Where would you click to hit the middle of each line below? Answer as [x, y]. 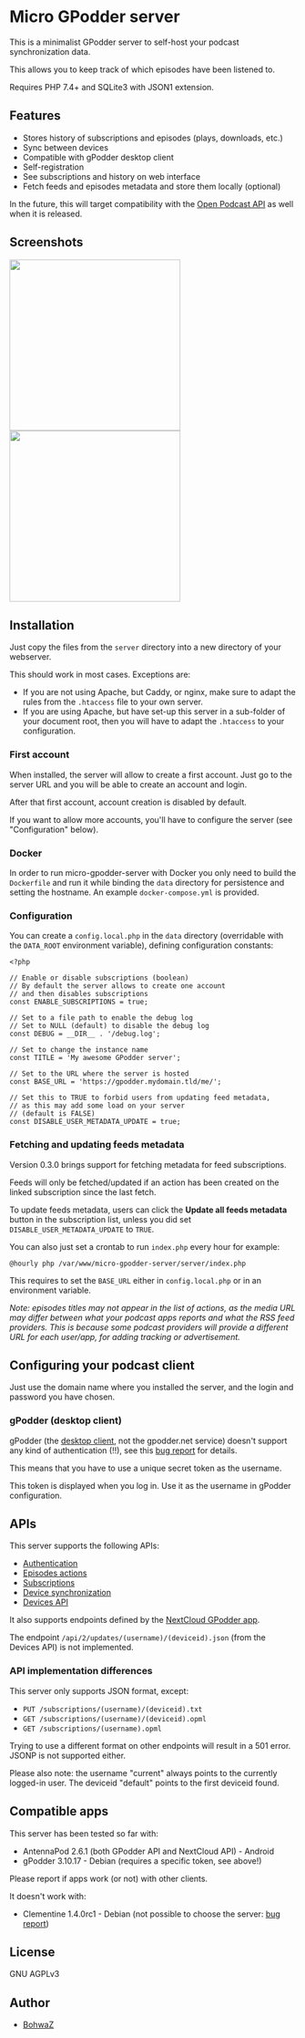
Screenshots [46, 242]
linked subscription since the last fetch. [83, 1191]
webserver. [30, 657]
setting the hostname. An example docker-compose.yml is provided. [134, 892]
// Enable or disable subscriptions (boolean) [99, 978]
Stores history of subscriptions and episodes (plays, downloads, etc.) [153, 138]
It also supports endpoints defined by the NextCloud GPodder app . [135, 1620]
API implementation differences [81, 1671]
